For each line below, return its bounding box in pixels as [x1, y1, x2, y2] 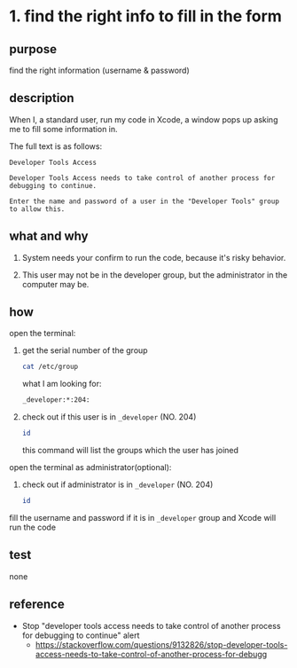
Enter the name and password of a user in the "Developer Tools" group [9, 197, 279, 206]
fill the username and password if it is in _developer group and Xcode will [9, 512, 277, 523]
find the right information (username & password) [9, 65, 191, 75]
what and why [9, 229, 89, 244]
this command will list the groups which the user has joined [21, 445, 239, 456]
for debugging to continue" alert [21, 630, 140, 640]
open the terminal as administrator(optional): [9, 462, 172, 473]
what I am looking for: [21, 379, 102, 389]
